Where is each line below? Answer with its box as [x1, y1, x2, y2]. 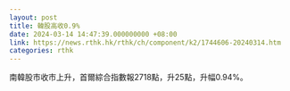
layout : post [9, 12, 58, 22]
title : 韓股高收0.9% [9, 21, 80, 30]
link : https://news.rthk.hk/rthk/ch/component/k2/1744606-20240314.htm [9, 37, 281, 47]
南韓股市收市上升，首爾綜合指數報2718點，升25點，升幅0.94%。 [9, 72, 248, 83]
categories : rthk [9, 46, 74, 55]
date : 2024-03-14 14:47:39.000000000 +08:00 [9, 29, 178, 38]
